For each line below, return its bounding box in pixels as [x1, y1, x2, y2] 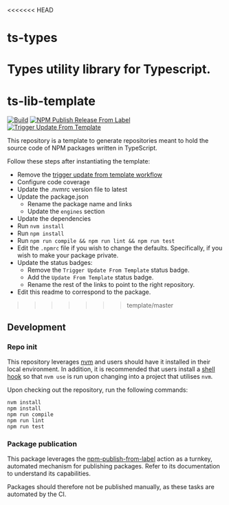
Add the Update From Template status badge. [27, 273, 154, 281]
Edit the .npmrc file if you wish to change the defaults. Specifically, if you [17, 244, 223, 253]
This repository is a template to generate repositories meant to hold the [7, 137, 209, 145]
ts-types [7, 30, 58, 46]
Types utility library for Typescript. [7, 61, 211, 77]
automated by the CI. [7, 490, 67, 499]
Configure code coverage [17, 178, 91, 186]
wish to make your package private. [17, 251, 119, 259]
